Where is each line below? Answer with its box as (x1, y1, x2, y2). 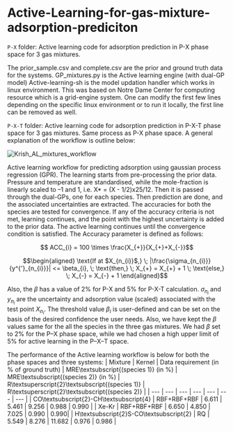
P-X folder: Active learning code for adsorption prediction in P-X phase (7, 42, 209, 51)
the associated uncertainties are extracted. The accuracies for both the (7, 200, 211, 208)
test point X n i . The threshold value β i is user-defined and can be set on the (7, 305, 220, 316)
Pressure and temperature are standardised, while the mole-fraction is (7, 177, 209, 186)
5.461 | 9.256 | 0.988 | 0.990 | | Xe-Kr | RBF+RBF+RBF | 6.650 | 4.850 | (7, 402, 211, 411)
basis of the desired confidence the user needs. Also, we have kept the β (7, 315, 217, 323)
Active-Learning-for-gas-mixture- (7, 5, 211, 21)
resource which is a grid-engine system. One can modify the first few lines (7, 93, 221, 102)
